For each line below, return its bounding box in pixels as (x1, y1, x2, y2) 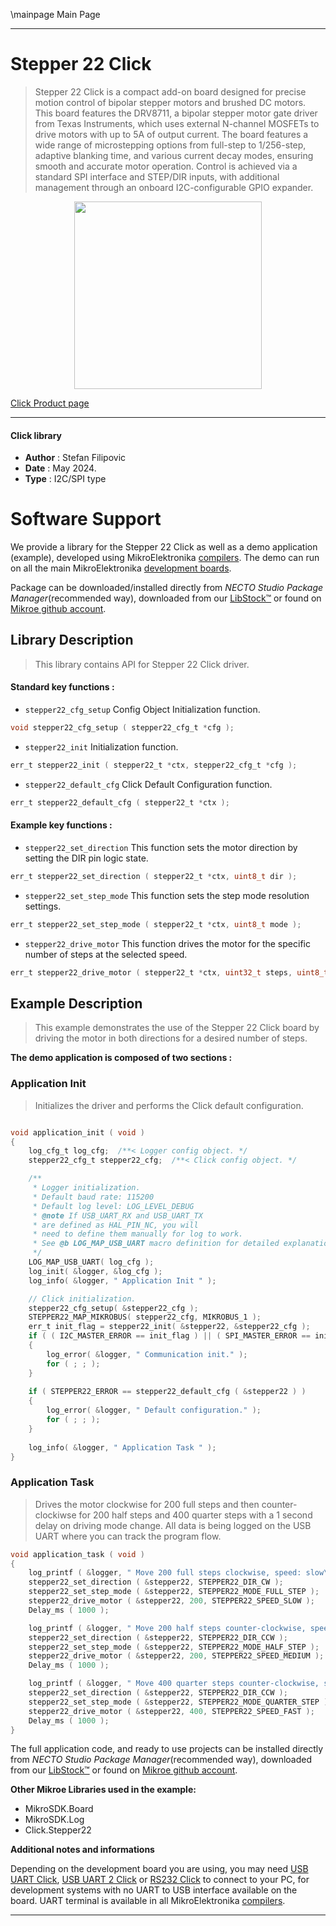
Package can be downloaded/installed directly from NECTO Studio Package (10, 582, 324, 594)
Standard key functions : (10, 681, 115, 693)
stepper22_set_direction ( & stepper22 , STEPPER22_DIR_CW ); (28, 1577, 284, 1588)
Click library (10, 429, 63, 441)
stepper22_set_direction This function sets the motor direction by (24, 841, 298, 853)
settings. (24, 900, 62, 912)
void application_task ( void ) (10, 1549, 145, 1559)
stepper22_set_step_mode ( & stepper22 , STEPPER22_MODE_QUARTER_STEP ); (28, 1697, 333, 1707)
